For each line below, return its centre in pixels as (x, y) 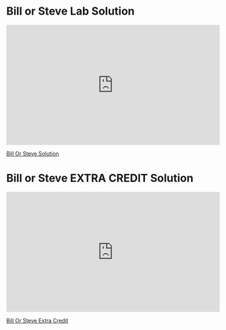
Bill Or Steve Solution (33, 153)
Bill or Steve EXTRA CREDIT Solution (100, 178)
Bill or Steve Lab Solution (71, 11)
